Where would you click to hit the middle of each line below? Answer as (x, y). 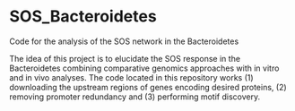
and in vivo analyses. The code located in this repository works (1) (131, 77)
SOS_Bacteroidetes (83, 17)
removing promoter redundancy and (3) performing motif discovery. (135, 97)
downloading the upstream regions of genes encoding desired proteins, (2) (148, 87)
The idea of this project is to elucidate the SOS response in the (125, 58)
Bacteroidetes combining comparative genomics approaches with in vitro (144, 68)
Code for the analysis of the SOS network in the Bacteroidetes (124, 41)
